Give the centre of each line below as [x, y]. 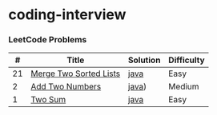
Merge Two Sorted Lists [76, 73]
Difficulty [187, 60]
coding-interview [67, 15]
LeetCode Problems [48, 40]
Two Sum [48, 100]
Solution [144, 60]
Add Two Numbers [66, 87]
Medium [183, 87]
